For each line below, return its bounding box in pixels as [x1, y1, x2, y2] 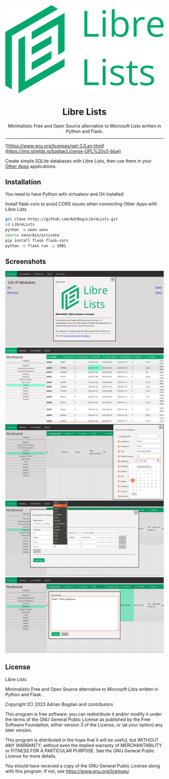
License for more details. [5, 753, 57, 759]
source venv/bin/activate [5, 232, 59, 238]
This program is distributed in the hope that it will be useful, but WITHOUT [5, 737, 159, 743]
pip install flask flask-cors [5, 238, 69, 243]
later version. [5, 727, 33, 733]
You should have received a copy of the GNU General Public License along [5, 762, 160, 769]
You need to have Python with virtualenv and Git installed [5, 191, 124, 197]
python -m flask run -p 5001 [5, 243, 66, 248]
